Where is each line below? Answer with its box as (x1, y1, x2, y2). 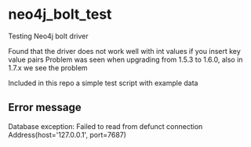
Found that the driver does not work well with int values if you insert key (8, 46, 241, 56)
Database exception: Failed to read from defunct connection (8, 121, 203, 131)
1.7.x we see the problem (8, 63, 88, 72)
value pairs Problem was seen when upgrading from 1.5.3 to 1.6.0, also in (8, 55, 243, 64)
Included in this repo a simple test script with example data (8, 78, 198, 88)
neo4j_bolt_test (8, 5, 112, 23)
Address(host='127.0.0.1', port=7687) (8, 130, 127, 139)
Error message (8, 101, 82, 114)
